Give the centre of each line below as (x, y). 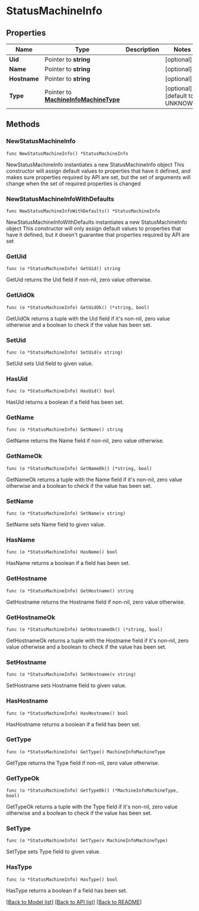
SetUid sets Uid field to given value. (50, 363)
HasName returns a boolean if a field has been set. (68, 563)
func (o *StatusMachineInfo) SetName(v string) (66, 514)
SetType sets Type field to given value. (53, 852)
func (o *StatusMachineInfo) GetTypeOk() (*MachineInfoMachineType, (92, 791)
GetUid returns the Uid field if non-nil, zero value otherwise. (79, 280)
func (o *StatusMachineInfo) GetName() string (65, 430)
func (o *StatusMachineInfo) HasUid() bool (61, 391)
